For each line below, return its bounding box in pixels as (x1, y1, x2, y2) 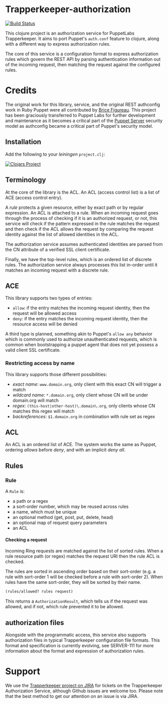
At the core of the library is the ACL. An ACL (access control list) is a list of (5, 189, 160, 195)
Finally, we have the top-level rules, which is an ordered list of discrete (5, 256, 152, 262)
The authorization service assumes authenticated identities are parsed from (5, 241, 163, 247)
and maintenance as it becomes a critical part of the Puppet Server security (5, 118, 163, 124)
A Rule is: (5, 488, 25, 495)
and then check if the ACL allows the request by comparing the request (5, 226, 154, 232)
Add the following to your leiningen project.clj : (5, 151, 105, 157)
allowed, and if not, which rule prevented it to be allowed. (5, 604, 125, 610)
